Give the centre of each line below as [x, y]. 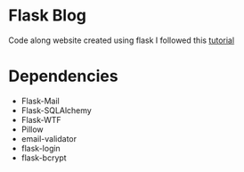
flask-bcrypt [44, 158]
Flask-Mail [40, 101]
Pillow [32, 129]
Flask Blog [47, 16]
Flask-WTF [41, 119]
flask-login [41, 148]
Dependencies [63, 76]
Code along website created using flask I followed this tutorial [122, 40]
